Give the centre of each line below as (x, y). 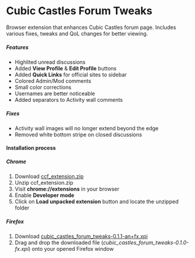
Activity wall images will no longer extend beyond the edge (86, 128)
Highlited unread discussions (50, 62)
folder (22, 208)
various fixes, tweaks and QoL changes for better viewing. (77, 33)
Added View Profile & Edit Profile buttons (66, 68)
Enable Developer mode (45, 195)
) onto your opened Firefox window (71, 249)
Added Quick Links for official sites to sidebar (71, 75)
